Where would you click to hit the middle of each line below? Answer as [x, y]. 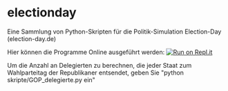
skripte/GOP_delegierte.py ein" [51, 79]
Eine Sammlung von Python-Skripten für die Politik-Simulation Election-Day [114, 31]
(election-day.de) [32, 38]
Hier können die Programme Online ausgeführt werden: [86, 52]
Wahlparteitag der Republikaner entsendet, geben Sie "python [96, 73]
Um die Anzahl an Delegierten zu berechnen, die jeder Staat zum [99, 65]
